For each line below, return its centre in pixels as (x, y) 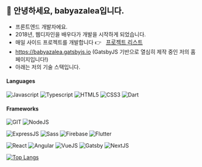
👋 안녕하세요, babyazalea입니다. (65, 11)
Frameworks (23, 109)
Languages (21, 81)
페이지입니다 (30, 59)
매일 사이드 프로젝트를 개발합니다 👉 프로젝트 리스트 (79, 42)
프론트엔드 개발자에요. (41, 27)
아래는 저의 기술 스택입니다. (48, 67)
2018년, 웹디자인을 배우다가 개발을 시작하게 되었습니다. (80, 34)
